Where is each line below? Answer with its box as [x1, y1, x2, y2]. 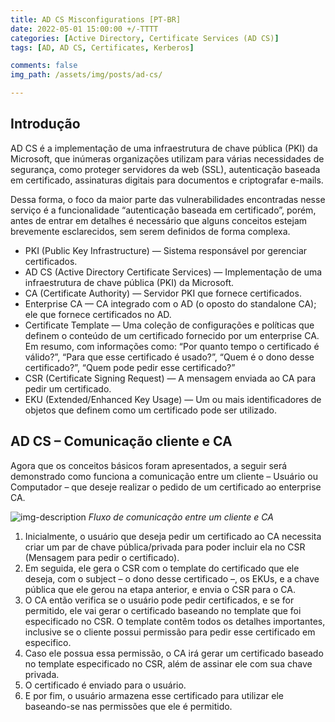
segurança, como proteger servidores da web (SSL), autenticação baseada [10, 163, 321, 175]
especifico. [24, 636, 72, 648]
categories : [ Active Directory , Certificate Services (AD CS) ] [10, 33, 280, 43]
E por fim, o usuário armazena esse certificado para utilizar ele [24, 689, 284, 701]
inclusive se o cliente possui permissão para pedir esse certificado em [24, 626, 316, 638]
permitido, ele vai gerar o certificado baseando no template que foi [24, 604, 302, 616]
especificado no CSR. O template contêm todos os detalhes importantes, [24, 615, 326, 627]
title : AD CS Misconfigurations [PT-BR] [10, 14, 182, 25]
